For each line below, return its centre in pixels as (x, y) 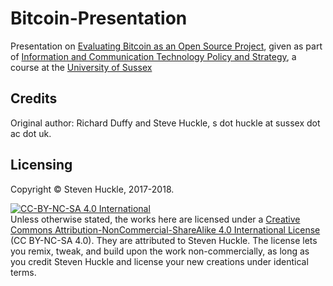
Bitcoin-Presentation (99, 18)
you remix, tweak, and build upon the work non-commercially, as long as (160, 251)
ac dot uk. (31, 133)
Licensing (41, 165)
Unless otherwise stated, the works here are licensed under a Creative (155, 219)
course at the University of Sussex (81, 67)
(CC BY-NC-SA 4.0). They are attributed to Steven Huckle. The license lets (164, 240)
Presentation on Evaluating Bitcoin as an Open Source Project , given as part (166, 46)
